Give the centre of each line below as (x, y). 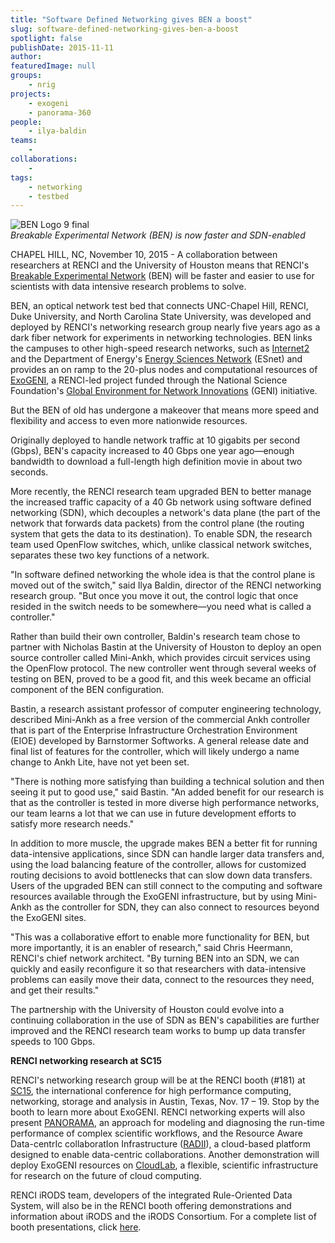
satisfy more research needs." (72, 824)
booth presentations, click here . (76, 1227)
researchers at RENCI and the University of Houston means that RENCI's (160, 265)
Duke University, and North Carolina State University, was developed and (161, 317)
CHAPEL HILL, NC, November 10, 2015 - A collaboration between (144, 255)
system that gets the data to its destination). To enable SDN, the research (161, 534)
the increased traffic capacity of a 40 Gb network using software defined (161, 502)
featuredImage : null (53, 66)
